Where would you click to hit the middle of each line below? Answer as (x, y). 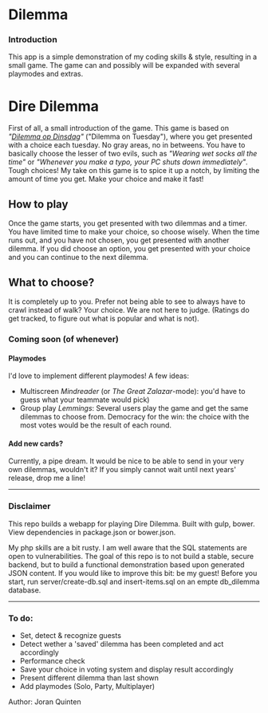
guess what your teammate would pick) (85, 400)
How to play (38, 204)
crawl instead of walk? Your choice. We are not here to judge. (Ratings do (129, 310)
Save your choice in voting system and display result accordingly (126, 669)
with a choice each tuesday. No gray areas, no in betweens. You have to (127, 145)
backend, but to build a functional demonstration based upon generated (126, 565)
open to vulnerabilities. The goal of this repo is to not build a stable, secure (131, 556)
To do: (21, 618)
